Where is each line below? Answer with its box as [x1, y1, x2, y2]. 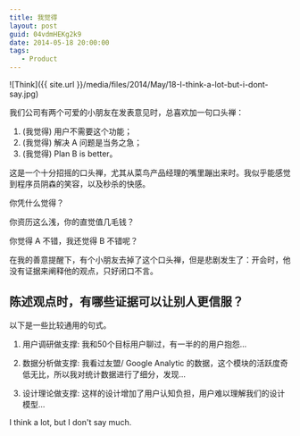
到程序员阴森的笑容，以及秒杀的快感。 [9, 179, 150, 189]
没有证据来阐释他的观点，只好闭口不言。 [9, 265, 158, 276]
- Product [21, 54, 58, 63]
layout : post [9, 21, 58, 30]
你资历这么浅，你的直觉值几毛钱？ [9, 216, 135, 227]
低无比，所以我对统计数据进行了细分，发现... [21, 368, 186, 380]
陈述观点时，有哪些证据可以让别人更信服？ [9, 294, 244, 309]
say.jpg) [9, 88, 38, 99]
